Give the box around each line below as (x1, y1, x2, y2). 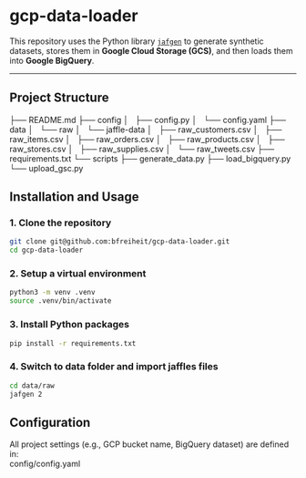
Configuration (9, 414, 91, 430)
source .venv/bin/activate (9, 296, 112, 306)
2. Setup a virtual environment (9, 267, 147, 280)
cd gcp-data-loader (9, 245, 84, 255)
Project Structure (9, 90, 109, 106)
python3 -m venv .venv (9, 288, 96, 297)
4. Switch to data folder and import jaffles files (9, 360, 219, 373)
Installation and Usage (9, 189, 139, 205)
